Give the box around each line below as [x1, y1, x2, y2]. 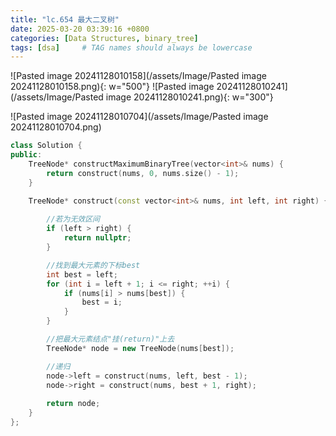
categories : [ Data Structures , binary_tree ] [10, 33, 199, 43]
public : [10, 150, 43, 160]
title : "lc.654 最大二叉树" [10, 14, 120, 25]
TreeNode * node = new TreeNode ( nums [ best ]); [46, 343, 235, 353]
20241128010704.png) [10, 121, 102, 133]
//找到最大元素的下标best [46, 260, 141, 270]
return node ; [46, 399, 101, 409]
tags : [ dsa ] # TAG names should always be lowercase [10, 42, 253, 53]
